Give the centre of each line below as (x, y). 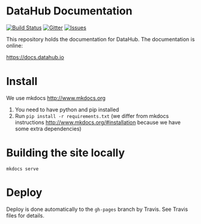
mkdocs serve (22, 169)
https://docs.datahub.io (35, 57)
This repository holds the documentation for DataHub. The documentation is (100, 39)
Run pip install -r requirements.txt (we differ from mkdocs (92, 116)
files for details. (25, 215)
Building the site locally (65, 153)
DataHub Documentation (69, 11)
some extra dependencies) (48, 128)
